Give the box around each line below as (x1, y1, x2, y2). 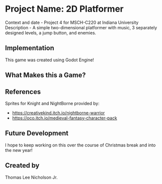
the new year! (5, 147, 33, 153)
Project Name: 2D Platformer (5, 3, 124, 15)
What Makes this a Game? (5, 71, 86, 79)
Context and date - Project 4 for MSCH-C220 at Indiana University (5, 19, 139, 25)
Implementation (5, 44, 55, 52)
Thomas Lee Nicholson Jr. (5, 174, 58, 180)
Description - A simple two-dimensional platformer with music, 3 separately (5, 24, 157, 30)
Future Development (5, 129, 69, 137)
